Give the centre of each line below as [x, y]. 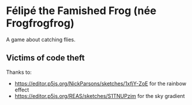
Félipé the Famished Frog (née [81, 11]
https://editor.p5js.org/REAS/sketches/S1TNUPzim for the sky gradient [100, 96]
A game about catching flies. [41, 39]
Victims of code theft [46, 58]
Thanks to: [19, 72]
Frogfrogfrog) [40, 23]
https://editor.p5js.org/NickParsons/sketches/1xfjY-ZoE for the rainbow [100, 83]
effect [22, 90]
